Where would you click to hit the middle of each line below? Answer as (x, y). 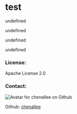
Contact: (16, 86)
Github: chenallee (23, 107)
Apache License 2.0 (25, 73)
